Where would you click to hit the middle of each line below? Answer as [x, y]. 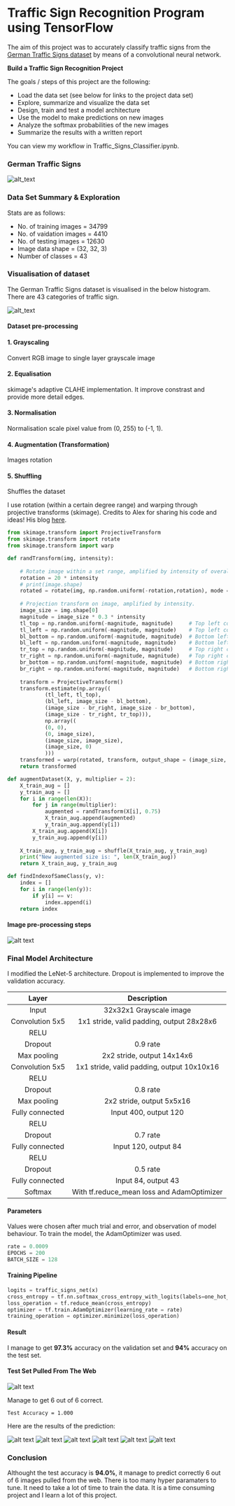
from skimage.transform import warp [60, 546]
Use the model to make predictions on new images [91, 118]
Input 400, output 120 [147, 1112]
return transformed [48, 767]
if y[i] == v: [53, 896]
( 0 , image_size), [70, 734]
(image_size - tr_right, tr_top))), [98, 715]
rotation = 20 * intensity [59, 578]
